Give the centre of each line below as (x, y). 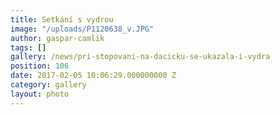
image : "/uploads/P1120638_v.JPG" (82, 29)
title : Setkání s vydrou (62, 19)
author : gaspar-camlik (57, 38)
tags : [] (28, 47)
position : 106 (40, 66)
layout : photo (40, 94)
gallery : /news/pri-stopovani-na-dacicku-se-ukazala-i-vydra (140, 57)
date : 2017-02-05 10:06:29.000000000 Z (93, 76)
